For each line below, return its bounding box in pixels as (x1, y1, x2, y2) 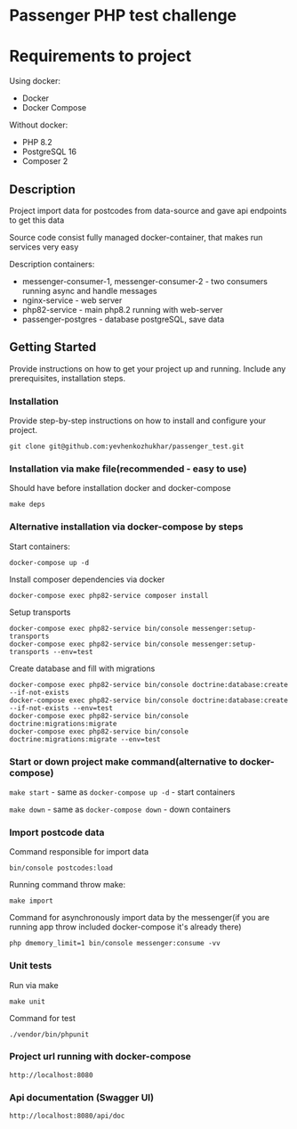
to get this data (9, 215, 65, 225)
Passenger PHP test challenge (9, 5, 237, 26)
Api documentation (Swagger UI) (9, 1091, 154, 1103)
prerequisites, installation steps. (9, 372, 126, 383)
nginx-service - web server (21, 295, 123, 306)
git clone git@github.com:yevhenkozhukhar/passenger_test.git (9, 442, 245, 451)
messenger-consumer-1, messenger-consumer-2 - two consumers (21, 275, 269, 286)
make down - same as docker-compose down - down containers (9, 804, 231, 814)
